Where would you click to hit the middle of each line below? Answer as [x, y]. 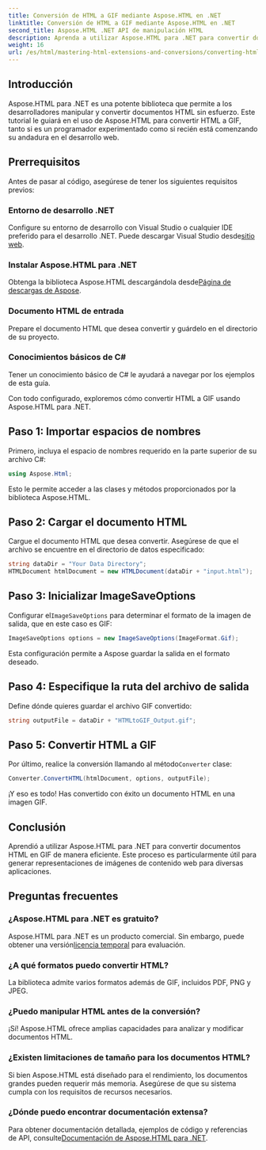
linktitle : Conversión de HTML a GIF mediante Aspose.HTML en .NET [122, 23]
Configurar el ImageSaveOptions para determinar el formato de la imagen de [130, 615]
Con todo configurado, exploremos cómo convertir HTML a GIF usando [124, 398]
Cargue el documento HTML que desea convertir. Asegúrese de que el [123, 541]
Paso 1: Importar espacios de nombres [104, 432]
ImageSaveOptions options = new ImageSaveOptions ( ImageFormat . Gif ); [123, 638]
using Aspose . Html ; [40, 474]
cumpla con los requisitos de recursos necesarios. [90, 1091]
